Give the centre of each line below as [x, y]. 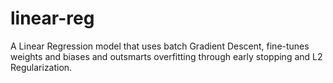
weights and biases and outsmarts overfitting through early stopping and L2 [166, 56]
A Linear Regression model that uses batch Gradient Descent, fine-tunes [160, 46]
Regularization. [41, 67]
